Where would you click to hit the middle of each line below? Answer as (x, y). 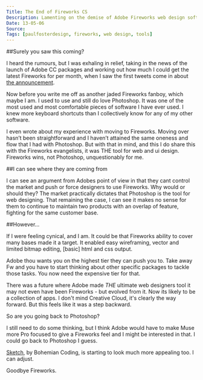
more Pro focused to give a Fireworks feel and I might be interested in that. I (101, 334)
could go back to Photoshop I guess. (52, 341)
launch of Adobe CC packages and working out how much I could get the (98, 69)
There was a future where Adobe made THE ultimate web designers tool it (98, 285)
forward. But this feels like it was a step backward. (69, 304)
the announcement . (31, 83)
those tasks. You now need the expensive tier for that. (73, 274)
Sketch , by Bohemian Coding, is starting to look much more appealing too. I (100, 353)
